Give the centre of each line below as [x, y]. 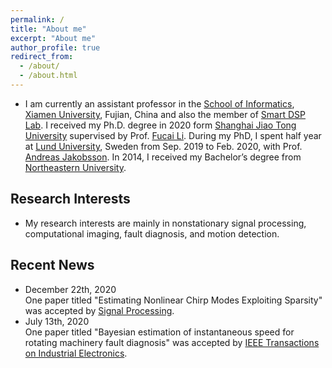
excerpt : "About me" [53, 38]
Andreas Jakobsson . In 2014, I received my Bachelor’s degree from [163, 157]
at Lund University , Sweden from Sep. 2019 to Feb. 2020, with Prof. [163, 146]
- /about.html [48, 76]
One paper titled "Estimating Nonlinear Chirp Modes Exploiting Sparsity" [173, 300]
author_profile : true [55, 47]
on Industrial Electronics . [76, 353]
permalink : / [37, 19]
